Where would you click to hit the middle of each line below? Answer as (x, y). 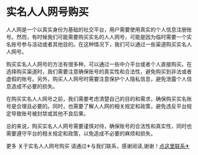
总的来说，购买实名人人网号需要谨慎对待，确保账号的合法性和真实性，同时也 (99, 126)
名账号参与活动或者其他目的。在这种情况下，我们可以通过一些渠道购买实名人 (99, 44)
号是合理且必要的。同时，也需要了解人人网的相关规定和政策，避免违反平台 (96, 106)
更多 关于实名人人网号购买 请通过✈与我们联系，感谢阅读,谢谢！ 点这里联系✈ (98, 146)
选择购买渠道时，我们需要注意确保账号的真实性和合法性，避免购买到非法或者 (99, 71)
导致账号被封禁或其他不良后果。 (50, 113)
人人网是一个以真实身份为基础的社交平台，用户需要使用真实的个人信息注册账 (99, 29)
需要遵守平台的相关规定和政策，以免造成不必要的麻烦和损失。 (81, 133)
